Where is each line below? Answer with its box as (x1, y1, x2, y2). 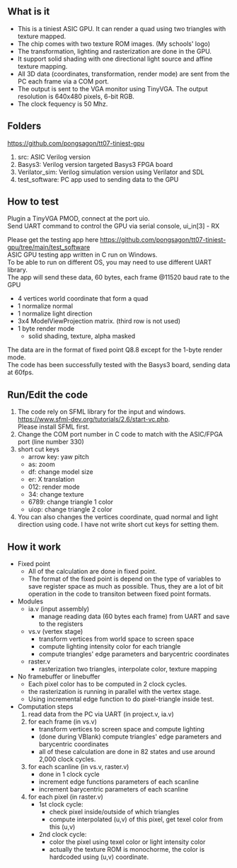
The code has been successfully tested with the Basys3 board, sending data (7, 361, 231, 369)
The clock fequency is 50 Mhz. (17, 99, 108, 108)
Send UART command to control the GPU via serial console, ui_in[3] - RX (7, 222, 220, 231)
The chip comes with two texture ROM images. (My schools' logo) (17, 39, 211, 48)
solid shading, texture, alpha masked (28, 332, 136, 340)
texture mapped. (17, 32, 67, 40)
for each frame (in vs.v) (28, 717, 97, 726)
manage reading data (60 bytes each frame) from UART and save (38, 612, 230, 621)
